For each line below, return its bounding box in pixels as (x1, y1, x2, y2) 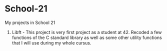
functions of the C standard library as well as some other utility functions (11, 34, 162, 40)
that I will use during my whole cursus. (11, 39, 91, 45)
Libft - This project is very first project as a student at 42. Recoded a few (11, 29, 162, 35)
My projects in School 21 (4, 19, 55, 25)
